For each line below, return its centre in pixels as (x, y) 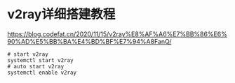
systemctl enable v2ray (42, 73)
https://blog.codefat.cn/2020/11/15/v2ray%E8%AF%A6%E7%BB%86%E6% (117, 34)
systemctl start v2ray (40, 60)
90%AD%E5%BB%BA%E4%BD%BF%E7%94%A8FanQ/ (89, 41)
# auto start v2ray (36, 66)
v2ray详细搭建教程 (61, 14)
